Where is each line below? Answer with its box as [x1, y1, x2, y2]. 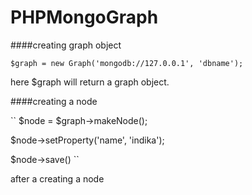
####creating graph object [10, 39, 122, 51]
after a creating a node [10, 172, 105, 185]
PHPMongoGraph [10, 6, 159, 29]
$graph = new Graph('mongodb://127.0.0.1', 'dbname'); [10, 58, 244, 68]
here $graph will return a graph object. [10, 76, 170, 88]
